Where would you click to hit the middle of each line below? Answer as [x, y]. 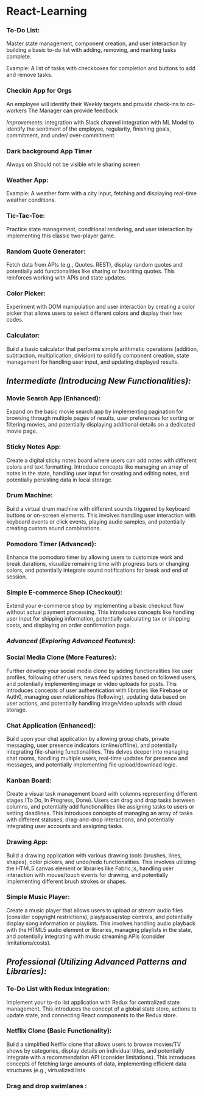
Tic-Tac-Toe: [26, 216]
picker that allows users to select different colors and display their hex [94, 313]
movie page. [22, 431]
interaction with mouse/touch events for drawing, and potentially [87, 874]
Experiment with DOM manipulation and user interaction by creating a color [101, 307]
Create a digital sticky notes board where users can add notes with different [101, 460]
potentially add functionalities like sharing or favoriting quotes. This [91, 271]
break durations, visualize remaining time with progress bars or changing [98, 564]
